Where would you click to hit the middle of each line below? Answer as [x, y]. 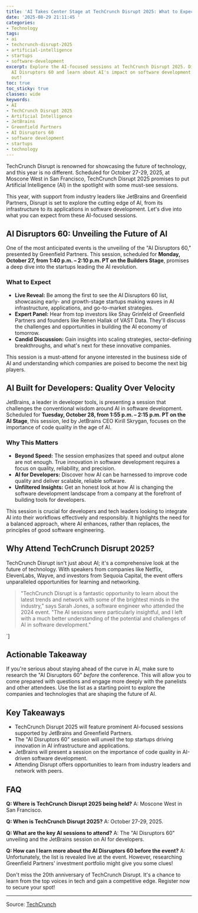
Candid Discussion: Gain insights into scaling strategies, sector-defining [103, 339]
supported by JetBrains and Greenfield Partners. [74, 733]
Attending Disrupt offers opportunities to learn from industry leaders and [103, 764]
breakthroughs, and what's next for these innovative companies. [93, 345]
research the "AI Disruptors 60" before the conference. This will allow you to [99, 675]
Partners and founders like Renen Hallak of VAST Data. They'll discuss [100, 320]
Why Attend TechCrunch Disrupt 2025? [80, 549]
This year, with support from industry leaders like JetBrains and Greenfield [97, 196]
